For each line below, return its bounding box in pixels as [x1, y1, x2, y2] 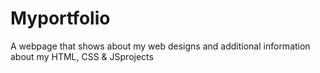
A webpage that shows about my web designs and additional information [10, 40, 311, 52]
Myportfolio [10, 7, 111, 30]
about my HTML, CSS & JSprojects [10, 50, 154, 62]
